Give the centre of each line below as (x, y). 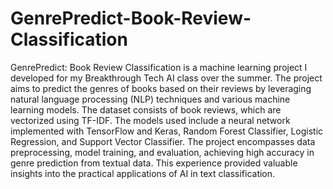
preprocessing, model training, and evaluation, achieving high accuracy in (162, 152)
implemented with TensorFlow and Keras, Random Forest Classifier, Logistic (167, 131)
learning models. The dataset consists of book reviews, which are (146, 109)
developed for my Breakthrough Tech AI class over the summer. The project (166, 78)
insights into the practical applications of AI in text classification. (143, 173)
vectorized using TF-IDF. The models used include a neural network (150, 120)
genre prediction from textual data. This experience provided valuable (154, 163)
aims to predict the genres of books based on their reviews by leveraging (161, 88)
